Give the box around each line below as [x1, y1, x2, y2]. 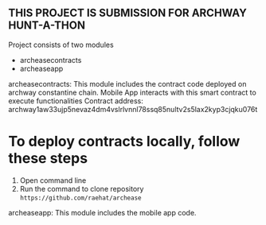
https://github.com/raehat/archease [19, 194, 142, 202]
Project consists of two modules [8, 40, 114, 49]
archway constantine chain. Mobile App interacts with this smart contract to [8, 87, 256, 97]
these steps [8, 149, 88, 167]
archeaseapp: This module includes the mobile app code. [8, 208, 197, 217]
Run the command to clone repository [19, 184, 144, 193]
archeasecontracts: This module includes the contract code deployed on [8, 79, 247, 88]
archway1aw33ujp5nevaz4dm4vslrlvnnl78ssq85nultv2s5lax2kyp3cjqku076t [8, 104, 258, 114]
